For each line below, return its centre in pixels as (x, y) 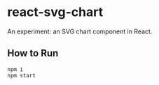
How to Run (33, 53)
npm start (22, 75)
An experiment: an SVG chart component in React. (80, 31)
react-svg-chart (55, 12)
